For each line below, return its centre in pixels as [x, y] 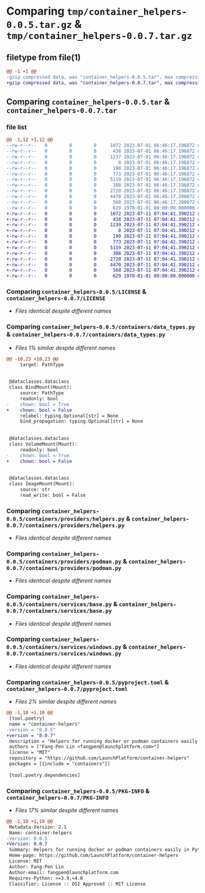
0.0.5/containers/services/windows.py [64, 647]
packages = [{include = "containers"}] [60, 764]
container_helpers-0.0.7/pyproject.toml [67, 689]
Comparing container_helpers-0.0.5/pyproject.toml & [88, 682]
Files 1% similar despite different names [65, 348]
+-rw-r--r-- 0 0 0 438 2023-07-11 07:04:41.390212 [101, 219]
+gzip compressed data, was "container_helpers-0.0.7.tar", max [90, 83]
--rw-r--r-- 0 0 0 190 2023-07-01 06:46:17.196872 [101, 168]
